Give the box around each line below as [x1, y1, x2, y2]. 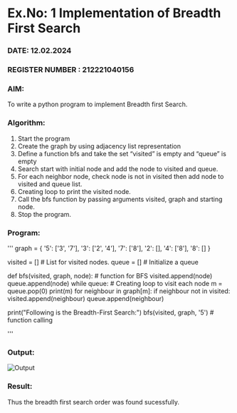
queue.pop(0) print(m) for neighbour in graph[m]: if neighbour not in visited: [7, 287, 231, 295]
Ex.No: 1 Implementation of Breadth [7, 5, 221, 21]
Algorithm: [7, 118, 46, 128]
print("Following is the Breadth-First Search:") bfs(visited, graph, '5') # [7, 308, 214, 317]
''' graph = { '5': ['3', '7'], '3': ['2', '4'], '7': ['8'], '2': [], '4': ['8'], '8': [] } [7, 244, 211, 253]
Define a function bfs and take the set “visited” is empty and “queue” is [17, 149, 226, 158]
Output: [7, 347, 35, 357]
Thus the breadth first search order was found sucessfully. [7, 397, 180, 406]
